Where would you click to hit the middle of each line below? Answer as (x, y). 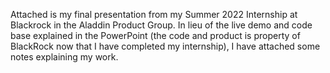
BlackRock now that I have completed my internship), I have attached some (165, 46)
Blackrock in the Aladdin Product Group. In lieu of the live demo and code (161, 25)
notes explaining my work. (64, 57)
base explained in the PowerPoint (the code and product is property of (155, 35)
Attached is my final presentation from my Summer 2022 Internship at (154, 14)
